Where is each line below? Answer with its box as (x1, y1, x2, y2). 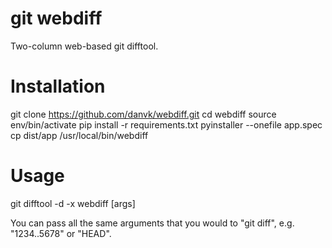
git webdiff (10, 7, 103, 30)
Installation (10, 75, 106, 98)
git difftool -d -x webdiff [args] (10, 197, 136, 209)
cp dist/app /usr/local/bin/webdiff (10, 129, 149, 141)
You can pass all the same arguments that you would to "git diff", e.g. (10, 217, 295, 229)
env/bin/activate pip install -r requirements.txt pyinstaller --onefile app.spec (10, 118, 323, 131)
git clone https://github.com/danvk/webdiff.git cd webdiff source (10, 108, 277, 120)
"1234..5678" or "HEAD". (10, 227, 112, 239)
